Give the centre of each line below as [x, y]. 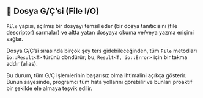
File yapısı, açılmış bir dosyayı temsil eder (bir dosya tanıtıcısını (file [92, 26]
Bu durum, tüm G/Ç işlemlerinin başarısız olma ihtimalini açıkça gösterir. [97, 75]
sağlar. [15, 39]
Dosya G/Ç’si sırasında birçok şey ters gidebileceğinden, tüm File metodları [102, 51]
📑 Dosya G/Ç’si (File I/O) [53, 11]
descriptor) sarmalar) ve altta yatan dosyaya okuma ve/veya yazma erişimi [100, 32]
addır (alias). [22, 63]
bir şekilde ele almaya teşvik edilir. [50, 88]
